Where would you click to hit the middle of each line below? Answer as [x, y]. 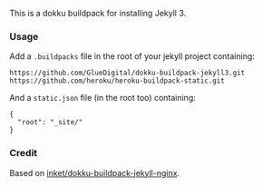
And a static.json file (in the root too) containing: [103, 98]
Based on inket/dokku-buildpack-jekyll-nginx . [94, 172]
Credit [24, 153]
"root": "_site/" [50, 123]
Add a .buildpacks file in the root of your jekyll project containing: [132, 56]
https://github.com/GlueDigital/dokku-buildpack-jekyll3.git [127, 73]
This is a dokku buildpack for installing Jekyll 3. [98, 13]
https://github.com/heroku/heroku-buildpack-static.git [117, 81]
